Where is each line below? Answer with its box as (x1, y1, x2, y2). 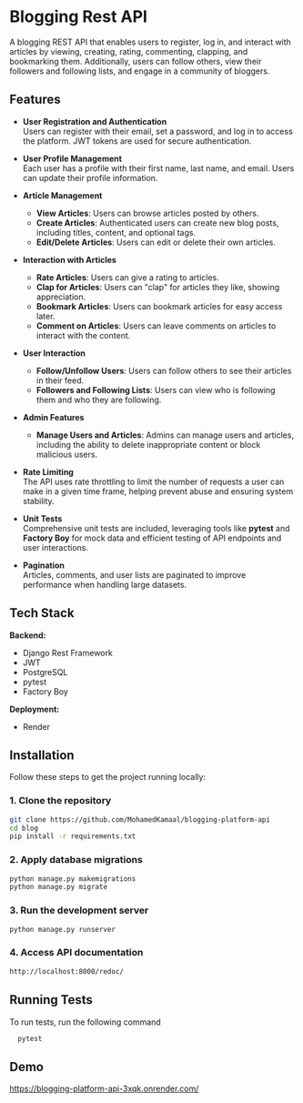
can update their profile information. (22, 172, 158, 183)
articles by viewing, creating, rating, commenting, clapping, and (9, 46, 248, 56)
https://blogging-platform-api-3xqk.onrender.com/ (9, 1083, 199, 1094)
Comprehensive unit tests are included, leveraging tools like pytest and (22, 522, 290, 533)
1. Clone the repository (9, 794, 112, 807)
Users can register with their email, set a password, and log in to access (22, 126, 293, 137)
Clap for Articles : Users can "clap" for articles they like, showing (35, 281, 280, 292)
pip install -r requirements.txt (9, 832, 136, 841)
